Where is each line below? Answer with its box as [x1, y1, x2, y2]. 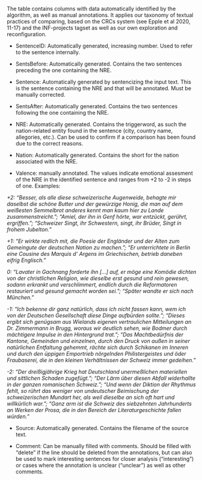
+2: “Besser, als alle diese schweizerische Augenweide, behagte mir [7, 194, 177, 201]
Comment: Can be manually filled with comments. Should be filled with [15, 443, 191, 449]
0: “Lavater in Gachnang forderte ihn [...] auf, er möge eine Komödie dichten [7, 269, 197, 275]
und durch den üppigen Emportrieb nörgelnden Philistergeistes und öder [7, 350, 186, 357]
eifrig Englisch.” [7, 257, 46, 264]
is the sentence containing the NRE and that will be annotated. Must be [15, 85, 192, 92]
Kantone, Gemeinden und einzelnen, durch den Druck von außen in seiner [7, 338, 190, 344]
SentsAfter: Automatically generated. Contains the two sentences [15, 103, 178, 110]
